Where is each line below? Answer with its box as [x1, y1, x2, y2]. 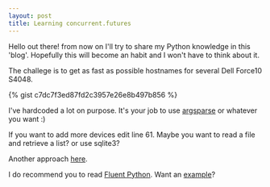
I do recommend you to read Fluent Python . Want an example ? [8, 169, 216, 179]
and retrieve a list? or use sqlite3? [8, 138, 120, 148]
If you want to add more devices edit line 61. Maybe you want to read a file [8, 130, 255, 139]
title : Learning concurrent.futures [8, 19, 131, 27]
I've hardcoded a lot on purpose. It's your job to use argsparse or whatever [8, 106, 258, 115]
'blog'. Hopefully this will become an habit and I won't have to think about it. [8, 50, 260, 60]
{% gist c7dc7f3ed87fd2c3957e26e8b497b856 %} [8, 89, 178, 99]
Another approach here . [8, 154, 88, 164]
